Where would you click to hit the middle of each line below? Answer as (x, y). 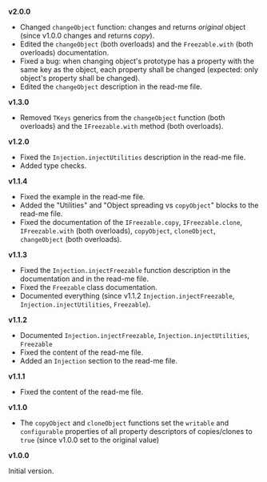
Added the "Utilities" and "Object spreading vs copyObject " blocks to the (139, 205)
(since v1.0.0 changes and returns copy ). (87, 36)
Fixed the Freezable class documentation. (88, 287)
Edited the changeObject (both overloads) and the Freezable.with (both (136, 44)
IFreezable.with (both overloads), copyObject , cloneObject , (118, 231)
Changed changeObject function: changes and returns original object (133, 27)
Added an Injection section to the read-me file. (99, 361)
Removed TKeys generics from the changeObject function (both (122, 118)
